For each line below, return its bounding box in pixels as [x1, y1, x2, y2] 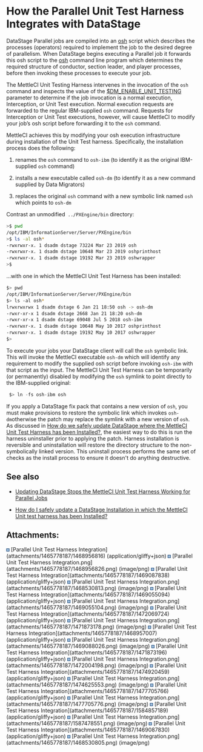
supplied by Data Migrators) [15, 181, 85, 188]
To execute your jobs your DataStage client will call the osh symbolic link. [6, 347, 189, 354]
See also [6, 471, 39, 482]
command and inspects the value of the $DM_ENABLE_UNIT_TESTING [6, 87, 182, 95]
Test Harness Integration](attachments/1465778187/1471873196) [6, 649, 168, 656]
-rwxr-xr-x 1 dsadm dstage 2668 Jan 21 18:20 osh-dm [6, 310, 142, 316]
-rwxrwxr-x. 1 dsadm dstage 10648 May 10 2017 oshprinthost [6, 323, 162, 330]
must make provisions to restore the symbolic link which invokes [6, 409, 167, 416]
